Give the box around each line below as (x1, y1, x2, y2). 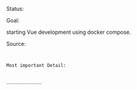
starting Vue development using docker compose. (6, 28, 132, 36)
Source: (6, 40, 26, 47)
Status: (6, 5, 24, 12)
